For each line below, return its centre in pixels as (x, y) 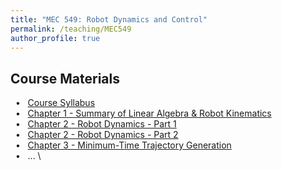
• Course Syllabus (55, 103)
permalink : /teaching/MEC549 (71, 29)
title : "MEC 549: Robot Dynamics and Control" (109, 19)
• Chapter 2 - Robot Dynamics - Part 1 (95, 124)
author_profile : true (55, 38)
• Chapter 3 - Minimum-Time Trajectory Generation (123, 145)
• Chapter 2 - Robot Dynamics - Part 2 (96, 135)
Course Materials (65, 78)
